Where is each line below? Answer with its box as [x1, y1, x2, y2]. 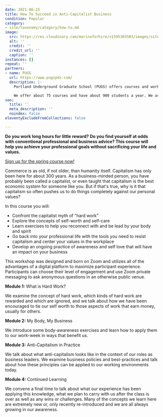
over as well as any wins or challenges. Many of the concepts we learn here [5, 396, 157, 402]
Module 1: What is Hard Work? [5, 283, 66, 289]
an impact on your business [12, 249, 68, 255]
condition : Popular [5, 16, 45, 21]
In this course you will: [5, 203, 50, 209]
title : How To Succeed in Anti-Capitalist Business [5, 12, 112, 17]
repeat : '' [5, 61, 27, 66]
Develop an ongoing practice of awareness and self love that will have [12, 243, 152, 249]
